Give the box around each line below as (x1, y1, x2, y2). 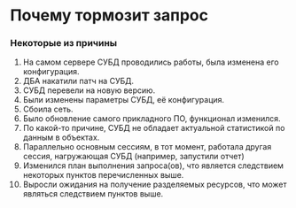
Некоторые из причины (10, 37, 118, 50)
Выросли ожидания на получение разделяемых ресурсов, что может (22, 179, 287, 190)
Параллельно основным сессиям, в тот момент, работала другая (22, 142, 272, 152)
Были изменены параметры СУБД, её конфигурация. (22, 95, 225, 105)
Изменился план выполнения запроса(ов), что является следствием (22, 160, 284, 171)
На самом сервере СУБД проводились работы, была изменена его (22, 57, 279, 67)
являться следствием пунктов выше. (22, 189, 164, 199)
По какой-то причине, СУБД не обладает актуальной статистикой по (22, 123, 285, 134)
